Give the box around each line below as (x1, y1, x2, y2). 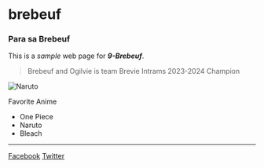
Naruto (19, 120, 42, 130)
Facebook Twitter (8, 152, 65, 161)
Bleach (19, 129, 42, 138)
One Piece (19, 112, 53, 122)
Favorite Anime (8, 97, 57, 107)
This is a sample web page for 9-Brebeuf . (8, 51, 145, 60)
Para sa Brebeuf (8, 34, 71, 45)
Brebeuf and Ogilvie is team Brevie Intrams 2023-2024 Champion (27, 67, 240, 76)
